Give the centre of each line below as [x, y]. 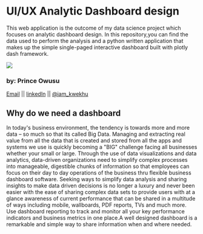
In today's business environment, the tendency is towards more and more [98, 128]
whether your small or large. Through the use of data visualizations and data [101, 153]
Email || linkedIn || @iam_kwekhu [48, 94]
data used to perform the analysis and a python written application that [95, 41]
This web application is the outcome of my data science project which [94, 28]
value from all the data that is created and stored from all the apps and [94, 141]
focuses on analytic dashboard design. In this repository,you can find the [98, 34]
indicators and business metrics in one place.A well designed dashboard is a [102, 218]
